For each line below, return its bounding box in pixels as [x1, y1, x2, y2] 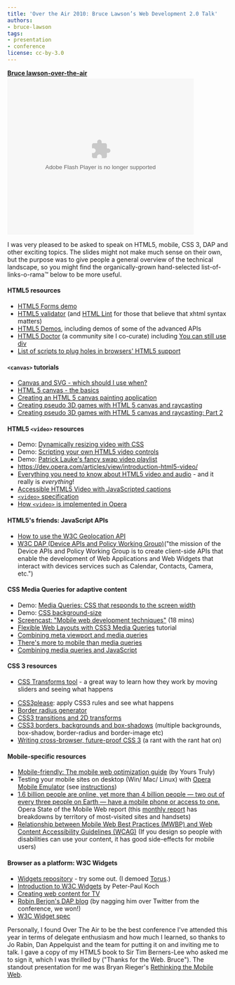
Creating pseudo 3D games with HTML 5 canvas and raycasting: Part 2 [17, 409, 223, 417]
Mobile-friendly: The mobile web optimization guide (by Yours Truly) [17, 768, 215, 776]
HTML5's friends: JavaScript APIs [7, 516, 109, 525]
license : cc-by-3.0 [7, 50, 65, 57]
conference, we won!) [17, 904, 81, 913]
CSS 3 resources [7, 662, 58, 671]
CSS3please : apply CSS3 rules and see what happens [17, 699, 174, 707]
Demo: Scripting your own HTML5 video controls [17, 447, 159, 456]
